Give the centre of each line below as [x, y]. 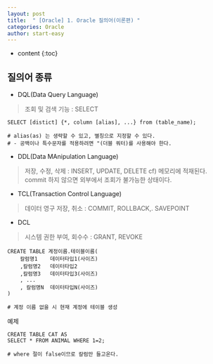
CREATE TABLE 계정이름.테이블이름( [53, 252]
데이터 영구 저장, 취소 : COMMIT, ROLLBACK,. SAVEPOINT [107, 209]
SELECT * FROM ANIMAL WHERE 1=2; [56, 341]
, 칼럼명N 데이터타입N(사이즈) [59, 288]
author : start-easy [36, 33]
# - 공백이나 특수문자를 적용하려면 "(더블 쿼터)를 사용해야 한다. [90, 144]
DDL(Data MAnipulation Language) [68, 157]
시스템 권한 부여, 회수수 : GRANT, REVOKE [83, 237]
